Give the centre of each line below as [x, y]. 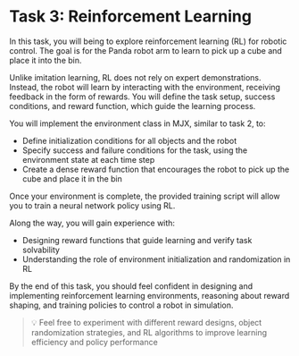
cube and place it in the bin [72, 178]
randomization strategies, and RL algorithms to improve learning [149, 332]
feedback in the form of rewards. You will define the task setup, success [142, 97]
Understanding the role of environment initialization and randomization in [156, 259]
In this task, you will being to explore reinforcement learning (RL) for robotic [148, 41]
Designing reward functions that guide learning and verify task [137, 240]
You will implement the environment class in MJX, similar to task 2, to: [137, 123]
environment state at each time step [88, 159]
